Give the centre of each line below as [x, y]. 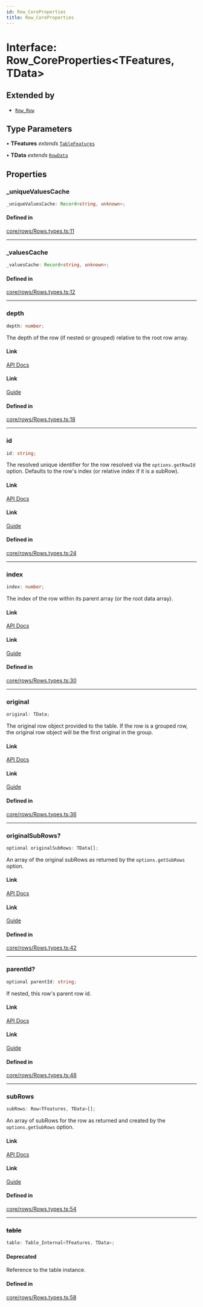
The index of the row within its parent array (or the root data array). [90, 599]
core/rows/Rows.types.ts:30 [41, 680]
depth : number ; [25, 326]
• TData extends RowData [37, 155]
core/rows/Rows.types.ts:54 [41, 1209]
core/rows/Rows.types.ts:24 [41, 553]
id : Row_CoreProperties [36, 12]
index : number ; [25, 587]
